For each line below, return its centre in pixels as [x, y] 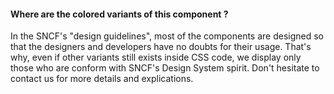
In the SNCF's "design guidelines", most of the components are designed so [167, 36]
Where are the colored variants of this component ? [119, 14]
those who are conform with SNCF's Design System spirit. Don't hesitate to [165, 68]
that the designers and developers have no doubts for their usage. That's [161, 47]
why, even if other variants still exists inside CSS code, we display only [156, 57]
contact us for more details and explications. [102, 79]
